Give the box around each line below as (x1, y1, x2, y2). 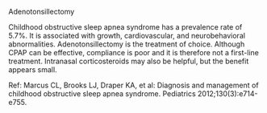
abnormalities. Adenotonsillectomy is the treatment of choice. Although (8, 39, 245, 49)
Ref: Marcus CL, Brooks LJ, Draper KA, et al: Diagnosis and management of (8, 80, 260, 90)
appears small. (8, 65, 58, 75)
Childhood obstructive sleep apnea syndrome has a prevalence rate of (8, 22, 243, 31)
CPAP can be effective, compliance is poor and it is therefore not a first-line (8, 48, 260, 57)
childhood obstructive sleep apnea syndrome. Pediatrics (8, 89, 196, 99)
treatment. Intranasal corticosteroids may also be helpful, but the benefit (8, 56, 249, 66)
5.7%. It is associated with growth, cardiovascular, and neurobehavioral (8, 31, 246, 40)
